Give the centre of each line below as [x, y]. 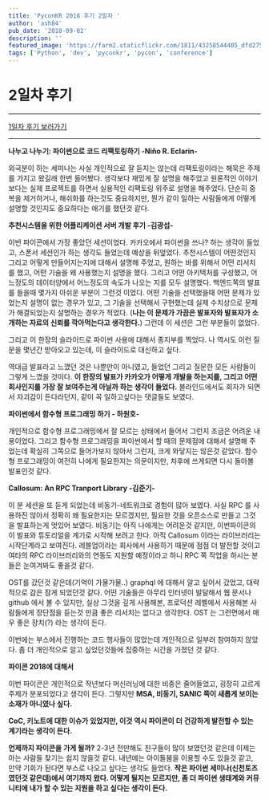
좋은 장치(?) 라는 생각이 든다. [61, 622]
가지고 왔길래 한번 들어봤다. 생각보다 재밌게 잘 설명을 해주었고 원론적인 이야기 [137, 178]
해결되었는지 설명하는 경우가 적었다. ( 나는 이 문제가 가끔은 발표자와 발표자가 [133, 312]
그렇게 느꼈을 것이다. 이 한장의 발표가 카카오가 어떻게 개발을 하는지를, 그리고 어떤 [133, 376]
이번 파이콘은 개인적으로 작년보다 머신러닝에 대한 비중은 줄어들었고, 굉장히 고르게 [134, 684]
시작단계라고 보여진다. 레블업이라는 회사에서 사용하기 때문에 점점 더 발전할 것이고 [134, 545]
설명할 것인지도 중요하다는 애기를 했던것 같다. [79, 208]
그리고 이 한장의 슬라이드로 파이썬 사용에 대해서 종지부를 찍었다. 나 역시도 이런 [130, 339]
